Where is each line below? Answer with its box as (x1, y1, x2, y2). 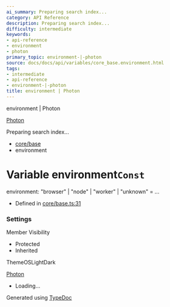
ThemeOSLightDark (6, 259, 56, 266)
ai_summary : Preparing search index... (6, 9, 107, 15)
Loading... (15, 282, 41, 289)
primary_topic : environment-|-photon (6, 54, 102, 60)
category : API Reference (6, 15, 69, 21)
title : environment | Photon (6, 88, 80, 94)
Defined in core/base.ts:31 (15, 199, 81, 207)
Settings (6, 215, 32, 223)
